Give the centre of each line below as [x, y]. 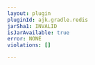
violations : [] [29, 45]
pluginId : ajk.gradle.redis [48, 20]
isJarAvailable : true [38, 32]
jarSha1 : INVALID [32, 26]
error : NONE [24, 39]
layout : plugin [29, 13]
